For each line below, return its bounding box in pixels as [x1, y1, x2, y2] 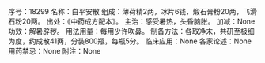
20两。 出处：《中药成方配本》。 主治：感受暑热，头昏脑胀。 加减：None [21, 17, 256, 26]
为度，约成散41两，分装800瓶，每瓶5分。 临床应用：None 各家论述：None [8, 36, 252, 46]
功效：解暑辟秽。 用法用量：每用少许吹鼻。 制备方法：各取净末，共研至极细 [8, 27, 255, 35]
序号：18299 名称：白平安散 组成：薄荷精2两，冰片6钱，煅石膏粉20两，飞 [8, 7, 251, 16]
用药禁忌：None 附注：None [8, 46, 101, 55]
